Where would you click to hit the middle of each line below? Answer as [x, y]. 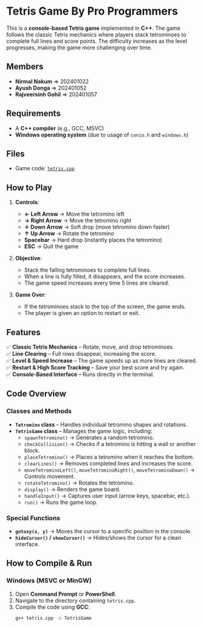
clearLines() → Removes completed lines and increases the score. [108, 463]
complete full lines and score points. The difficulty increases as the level [97, 41]
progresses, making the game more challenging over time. [79, 48]
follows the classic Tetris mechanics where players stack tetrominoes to [96, 34]
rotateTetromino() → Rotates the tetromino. [79, 483]
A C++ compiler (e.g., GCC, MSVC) [60, 128]
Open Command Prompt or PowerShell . [66, 594]
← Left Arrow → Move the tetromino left [74, 214]
